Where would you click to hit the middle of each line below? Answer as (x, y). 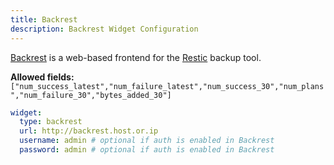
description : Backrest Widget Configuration (104, 29)
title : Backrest (44, 19)
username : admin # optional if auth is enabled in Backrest (147, 141)
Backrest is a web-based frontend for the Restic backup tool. (136, 57)
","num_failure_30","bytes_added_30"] (91, 95)
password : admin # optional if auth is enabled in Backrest (147, 150)
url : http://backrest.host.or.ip (89, 131)
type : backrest (51, 122)
